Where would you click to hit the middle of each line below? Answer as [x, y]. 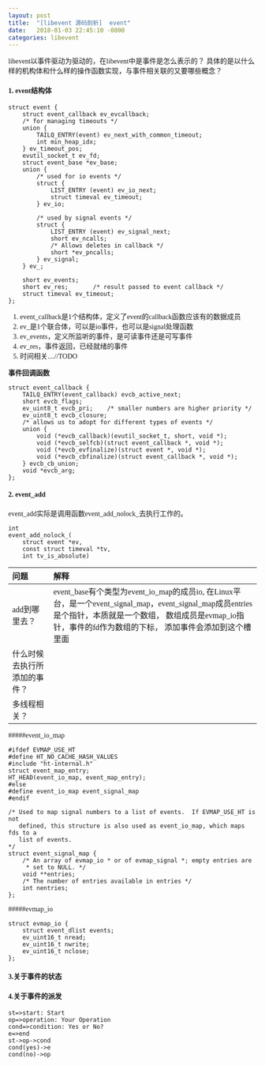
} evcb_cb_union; [51, 464]
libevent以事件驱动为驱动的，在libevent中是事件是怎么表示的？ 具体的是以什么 [131, 61]
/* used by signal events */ [84, 218]
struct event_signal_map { [52, 854]
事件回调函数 [29, 373]
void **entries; [49, 874]
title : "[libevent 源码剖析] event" [70, 23]
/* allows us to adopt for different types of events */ [118, 422]
